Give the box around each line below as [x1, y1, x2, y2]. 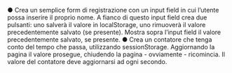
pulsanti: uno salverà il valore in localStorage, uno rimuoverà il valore [7, 21, 206, 29]
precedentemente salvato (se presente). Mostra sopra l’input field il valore [7, 28, 221, 36]
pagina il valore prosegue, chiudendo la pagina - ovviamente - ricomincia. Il [7, 50, 226, 58]
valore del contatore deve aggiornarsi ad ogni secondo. [7, 58, 168, 65]
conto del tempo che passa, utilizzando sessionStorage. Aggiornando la [7, 43, 215, 51]
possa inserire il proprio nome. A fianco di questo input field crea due [7, 13, 207, 22]
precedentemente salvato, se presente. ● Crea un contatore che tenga [7, 35, 212, 44]
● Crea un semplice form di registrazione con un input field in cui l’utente [7, 6, 219, 14]
